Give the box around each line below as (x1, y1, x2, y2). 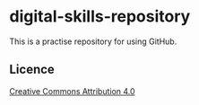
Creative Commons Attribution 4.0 (9, 85, 136, 96)
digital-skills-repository (9, 6, 191, 27)
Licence (9, 62, 56, 77)
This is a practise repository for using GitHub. (9, 36, 177, 47)
